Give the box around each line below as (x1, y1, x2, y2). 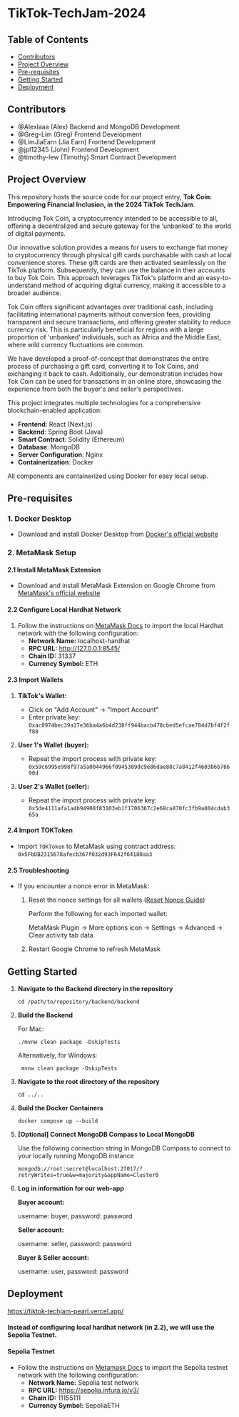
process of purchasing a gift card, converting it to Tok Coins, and (7, 362, 199, 370)
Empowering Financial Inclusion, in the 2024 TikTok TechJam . (7, 200, 195, 209)
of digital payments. (7, 229, 66, 237)
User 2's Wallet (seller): (17, 782, 90, 790)
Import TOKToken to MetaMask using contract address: (17, 842, 176, 851)
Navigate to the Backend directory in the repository (17, 985, 173, 993)
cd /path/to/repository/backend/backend (17, 998, 140, 1005)
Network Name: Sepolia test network (28, 1378, 139, 1387)
